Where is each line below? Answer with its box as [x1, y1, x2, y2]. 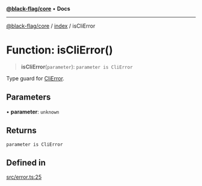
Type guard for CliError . [6, 74, 65, 82]
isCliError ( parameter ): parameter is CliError [20, 63, 133, 70]
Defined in [6, 157, 46, 167]
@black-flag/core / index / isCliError [6, 22, 96, 29]
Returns [6, 125, 37, 136]
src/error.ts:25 [6, 173, 42, 181]
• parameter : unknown [6, 108, 60, 115]
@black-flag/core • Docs [6, 5, 70, 12]
